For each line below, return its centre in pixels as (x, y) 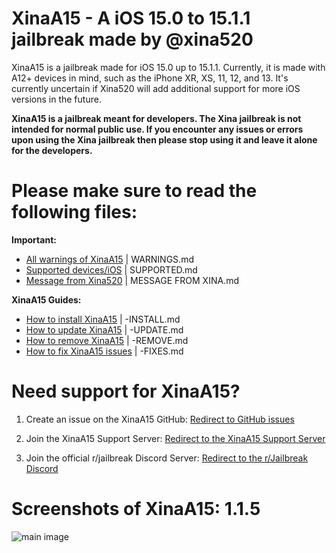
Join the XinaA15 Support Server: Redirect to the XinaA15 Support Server (175, 438)
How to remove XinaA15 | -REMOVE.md (107, 340)
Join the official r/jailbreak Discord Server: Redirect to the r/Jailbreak (167, 458)
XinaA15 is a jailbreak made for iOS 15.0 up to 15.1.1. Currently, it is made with (168, 67)
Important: (34, 239)
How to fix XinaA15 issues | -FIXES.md (104, 351)
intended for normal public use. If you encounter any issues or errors (157, 129)
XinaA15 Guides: (46, 299)
